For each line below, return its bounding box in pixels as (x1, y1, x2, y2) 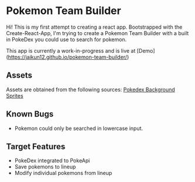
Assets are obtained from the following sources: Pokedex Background (6, 86, 175, 93)
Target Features (6, 142, 66, 152)
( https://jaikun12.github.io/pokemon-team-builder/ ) (6, 53, 129, 60)
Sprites (6, 92, 23, 99)
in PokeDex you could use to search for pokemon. (6, 36, 127, 43)
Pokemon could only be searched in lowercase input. (14, 125, 143, 132)
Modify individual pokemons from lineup (14, 170, 113, 177)
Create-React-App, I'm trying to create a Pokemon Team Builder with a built (6, 29, 189, 36)
